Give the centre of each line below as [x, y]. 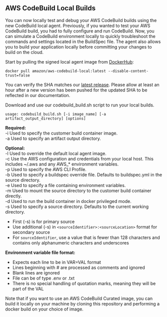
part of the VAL [28, 288]
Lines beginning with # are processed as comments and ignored [78, 267]
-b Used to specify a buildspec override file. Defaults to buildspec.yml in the [84, 174]
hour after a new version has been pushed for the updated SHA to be [76, 90]
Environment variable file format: [40, 252]
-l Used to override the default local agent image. [56, 153]
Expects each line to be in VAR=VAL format [57, 262]
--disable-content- [128, 71]
